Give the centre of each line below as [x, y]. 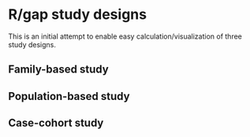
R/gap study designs [78, 15]
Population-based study [69, 96]
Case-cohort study [56, 123]
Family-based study [58, 70]
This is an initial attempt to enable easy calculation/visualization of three [125, 36]
